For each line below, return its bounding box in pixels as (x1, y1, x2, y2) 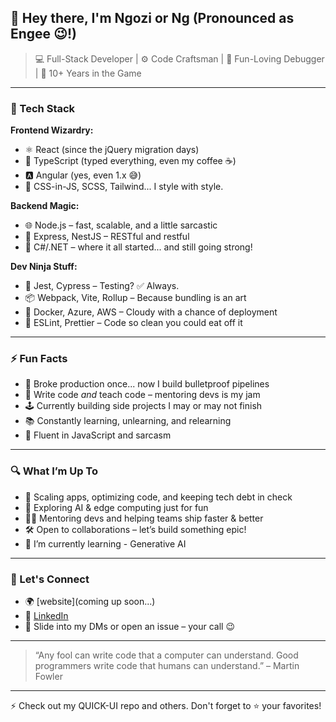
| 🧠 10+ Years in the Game (34, 67, 142, 79)
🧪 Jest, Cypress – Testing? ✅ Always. (24, 280, 180, 292)
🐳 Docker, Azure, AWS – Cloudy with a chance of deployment (24, 306, 278, 318)
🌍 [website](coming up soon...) (24, 596, 156, 607)
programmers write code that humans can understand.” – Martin (34, 660, 300, 671)
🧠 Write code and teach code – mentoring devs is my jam (24, 389, 261, 401)
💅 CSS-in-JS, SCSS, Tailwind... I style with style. (24, 181, 224, 193)
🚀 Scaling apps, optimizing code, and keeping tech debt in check (24, 491, 293, 503)
